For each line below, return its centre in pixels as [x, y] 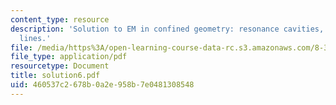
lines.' [35, 38]
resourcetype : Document [60, 66]
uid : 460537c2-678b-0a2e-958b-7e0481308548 [102, 85]
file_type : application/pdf [69, 57]
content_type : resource [60, 19]
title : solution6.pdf [55, 76]
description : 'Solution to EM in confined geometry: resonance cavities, [167, 29]
